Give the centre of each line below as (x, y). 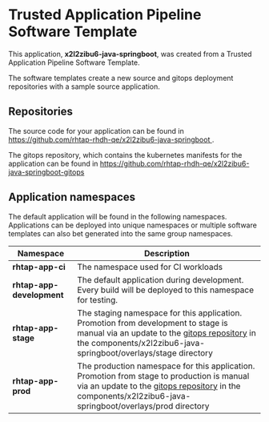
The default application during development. (161, 279)
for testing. (98, 299)
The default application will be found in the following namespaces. (118, 216)
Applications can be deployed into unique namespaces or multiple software (133, 225)
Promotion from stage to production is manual (163, 376)
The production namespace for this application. (166, 366)
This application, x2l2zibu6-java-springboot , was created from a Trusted (130, 54)
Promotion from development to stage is (153, 323)
